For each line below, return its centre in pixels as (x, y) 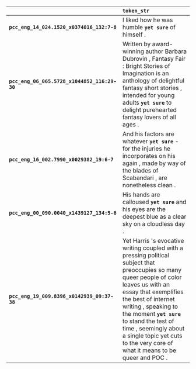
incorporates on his (149, 156)
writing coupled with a (153, 248)
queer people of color (152, 277)
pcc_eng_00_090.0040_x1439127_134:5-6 (63, 213)
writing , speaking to (150, 306)
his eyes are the (144, 209)
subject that (139, 263)
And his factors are (148, 134)
